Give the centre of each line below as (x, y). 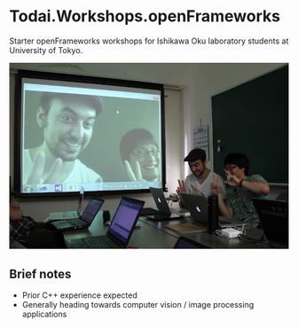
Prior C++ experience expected (79, 295)
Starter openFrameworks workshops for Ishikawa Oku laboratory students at (149, 41)
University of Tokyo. (46, 50)
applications (44, 314)
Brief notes (40, 273)
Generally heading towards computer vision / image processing (138, 304)
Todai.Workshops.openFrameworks (145, 16)
